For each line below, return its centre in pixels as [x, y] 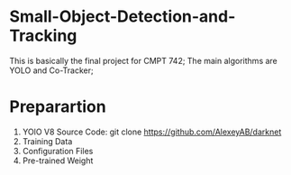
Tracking [43, 36]
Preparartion [58, 107]
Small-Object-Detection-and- [123, 17]
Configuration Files [58, 151]
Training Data [47, 141]
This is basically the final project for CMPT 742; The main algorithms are [143, 60]
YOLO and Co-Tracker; [51, 70]
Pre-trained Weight [58, 161]
